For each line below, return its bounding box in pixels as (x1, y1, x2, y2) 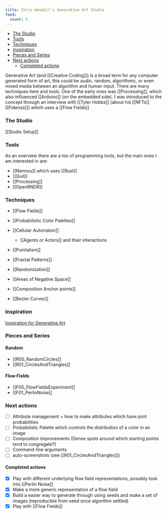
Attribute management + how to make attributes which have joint (12, 414, 147, 420)
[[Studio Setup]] (5, 128, 39, 135)
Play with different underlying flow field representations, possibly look (12, 475, 157, 481)
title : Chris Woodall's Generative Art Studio (5, 7, 105, 13)
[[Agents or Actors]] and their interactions (20, 237, 107, 243)
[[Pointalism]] (12, 247, 41, 253)
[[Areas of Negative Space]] (12, 276, 71, 282)
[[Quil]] (12, 173, 28, 179)
